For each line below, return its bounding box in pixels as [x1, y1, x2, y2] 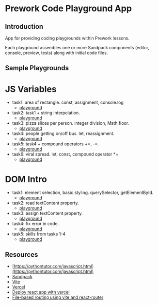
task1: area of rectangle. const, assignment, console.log [12, 99, 124, 105]
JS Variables [5, 83, 57, 95]
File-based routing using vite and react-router [12, 294, 104, 300]
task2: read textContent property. [12, 200, 79, 206]
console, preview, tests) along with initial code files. [5, 50, 108, 56]
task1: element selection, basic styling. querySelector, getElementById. [12, 190, 154, 195]
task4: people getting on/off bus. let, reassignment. [12, 131, 115, 136]
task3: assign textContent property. [12, 210, 83, 216]
